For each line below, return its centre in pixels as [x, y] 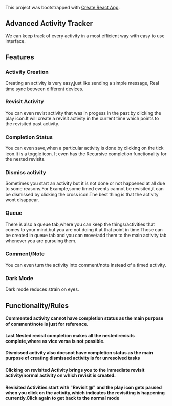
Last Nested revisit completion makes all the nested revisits [70, 335]
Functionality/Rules [37, 305]
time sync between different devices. [44, 89]
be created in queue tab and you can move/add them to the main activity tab [86, 235]
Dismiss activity [26, 173]
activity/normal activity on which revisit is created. [61, 375]
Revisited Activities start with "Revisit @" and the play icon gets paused [84, 387]
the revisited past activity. [33, 124]
